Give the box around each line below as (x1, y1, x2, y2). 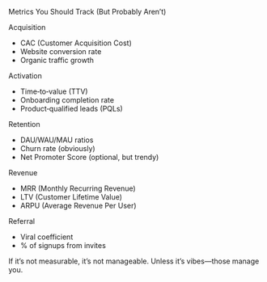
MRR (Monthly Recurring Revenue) (19, 183, 136, 193)
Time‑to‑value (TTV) (19, 86, 88, 96)
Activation (8, 71, 42, 80)
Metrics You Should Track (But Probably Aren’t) (8, 7, 167, 16)
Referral (8, 217, 35, 225)
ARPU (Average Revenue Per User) (19, 201, 137, 210)
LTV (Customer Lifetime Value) (19, 192, 123, 201)
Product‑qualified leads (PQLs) (19, 104, 123, 113)
